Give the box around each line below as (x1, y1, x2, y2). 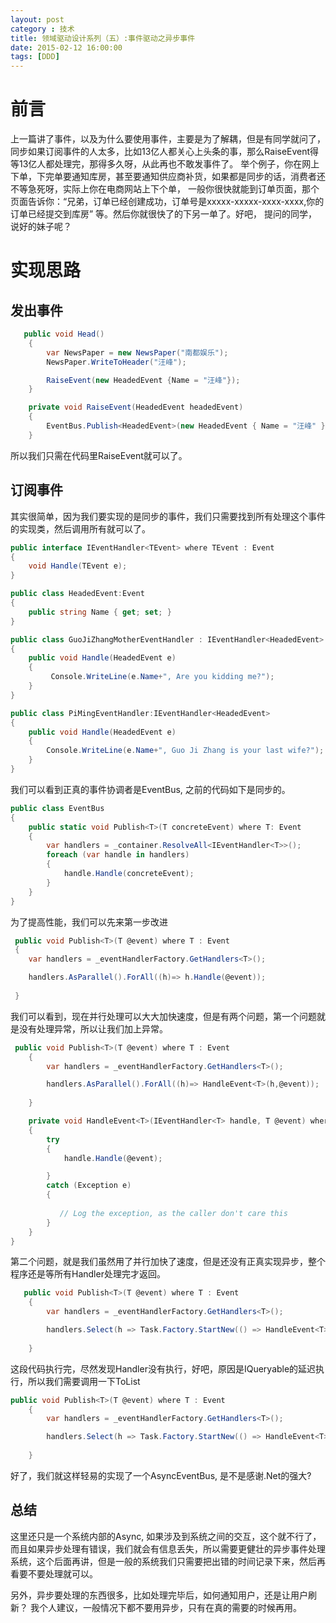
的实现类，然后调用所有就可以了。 (10, 522, 151, 535)
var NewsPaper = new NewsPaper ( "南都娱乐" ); (46, 347, 229, 358)
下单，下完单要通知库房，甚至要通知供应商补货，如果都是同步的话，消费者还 (10, 171, 326, 183)
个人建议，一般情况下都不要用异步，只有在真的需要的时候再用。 (38, 1601, 302, 1613)
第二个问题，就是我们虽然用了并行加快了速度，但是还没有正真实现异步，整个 (10, 1256, 326, 1268)
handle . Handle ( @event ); (63, 1153, 163, 1163)
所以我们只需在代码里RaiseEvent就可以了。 (10, 449, 188, 461)
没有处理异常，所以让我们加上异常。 (18, 1022, 168, 1035)
